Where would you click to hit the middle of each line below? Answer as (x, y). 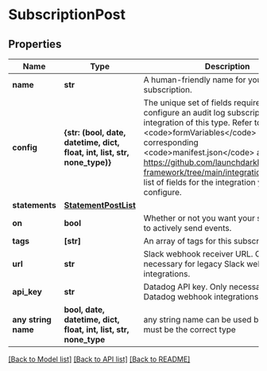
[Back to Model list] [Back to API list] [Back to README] (99, 359)
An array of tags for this (188, 241)
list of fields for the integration (199, 182)
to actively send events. (188, 228)
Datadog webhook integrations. (202, 297)
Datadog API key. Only (186, 287)
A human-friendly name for (195, 80)
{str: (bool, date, (95, 133)
